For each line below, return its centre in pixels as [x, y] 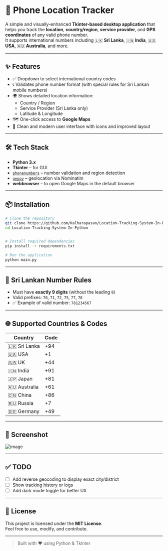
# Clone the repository [30, 219]
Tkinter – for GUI [30, 167]
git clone [15, 223]
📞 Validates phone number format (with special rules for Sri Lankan [81, 84]
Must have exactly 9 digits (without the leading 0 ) [64, 292]
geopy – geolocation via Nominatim [48, 178]
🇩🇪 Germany [24, 411]
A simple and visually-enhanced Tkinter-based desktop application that [80, 24]
